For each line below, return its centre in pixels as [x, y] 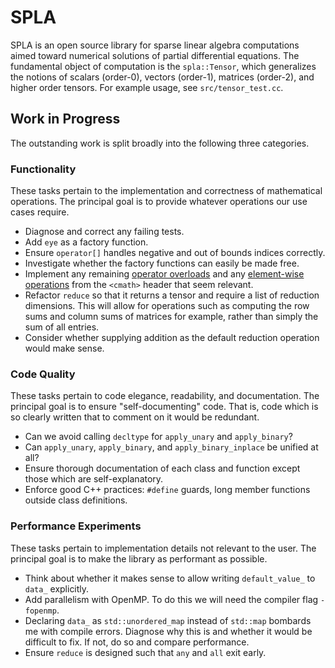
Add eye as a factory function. [86, 242]
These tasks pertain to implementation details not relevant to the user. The [163, 548]
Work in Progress [65, 119]
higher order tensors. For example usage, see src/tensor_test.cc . [147, 87]
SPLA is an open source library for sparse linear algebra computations [155, 45]
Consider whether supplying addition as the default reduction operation [172, 338]
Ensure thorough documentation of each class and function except [162, 468]
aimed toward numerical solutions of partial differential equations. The [155, 55]
